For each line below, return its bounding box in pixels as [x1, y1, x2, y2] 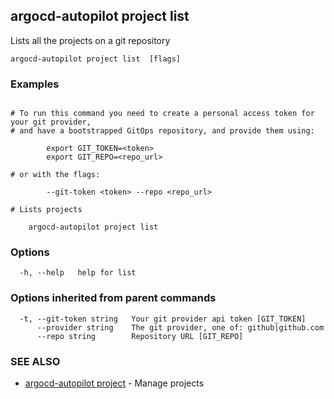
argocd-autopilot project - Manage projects [24, 377, 205, 389]
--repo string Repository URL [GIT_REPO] [36, 331, 244, 341]
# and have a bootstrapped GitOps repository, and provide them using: [10, 126, 315, 136]
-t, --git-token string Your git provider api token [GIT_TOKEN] [19, 314, 307, 324]
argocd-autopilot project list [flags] [10, 54, 182, 64]
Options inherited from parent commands [10, 291, 217, 305]
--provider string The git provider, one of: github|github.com [36, 322, 325, 333]
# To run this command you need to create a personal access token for [10, 109, 315, 119]
